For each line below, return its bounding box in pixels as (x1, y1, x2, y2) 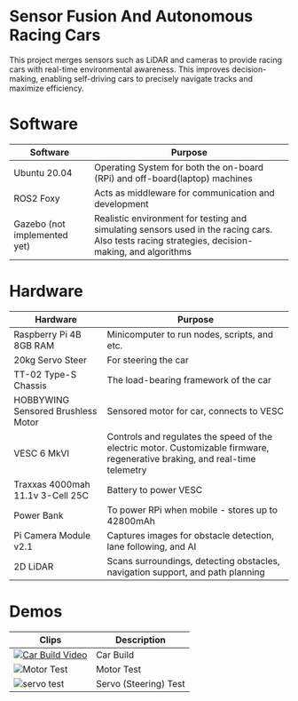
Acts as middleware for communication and (94, 187, 275, 199)
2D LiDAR (13, 560, 54, 572)
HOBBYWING (13, 394, 69, 406)
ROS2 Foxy (13, 192, 60, 204)
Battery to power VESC (106, 483, 203, 496)
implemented (13, 228, 68, 241)
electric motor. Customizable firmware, (106, 442, 270, 454)
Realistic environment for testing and (94, 211, 247, 224)
